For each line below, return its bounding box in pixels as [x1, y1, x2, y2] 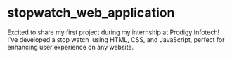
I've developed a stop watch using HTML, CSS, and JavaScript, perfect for [7, 35, 225, 43]
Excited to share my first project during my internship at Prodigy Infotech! [7, 28, 220, 36]
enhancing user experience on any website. [7, 43, 134, 51]
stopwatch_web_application [7, 5, 175, 21]
